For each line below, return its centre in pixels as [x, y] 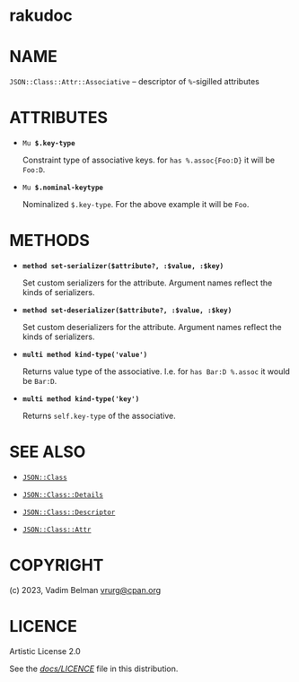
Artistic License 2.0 [45, 651]
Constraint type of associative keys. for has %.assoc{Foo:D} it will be [149, 160]
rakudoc [41, 16]
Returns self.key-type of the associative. [99, 415]
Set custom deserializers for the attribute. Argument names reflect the [152, 327]
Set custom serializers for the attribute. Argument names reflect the [147, 283]
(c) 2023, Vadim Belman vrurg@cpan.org [85, 590]
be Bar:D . [40, 381]
